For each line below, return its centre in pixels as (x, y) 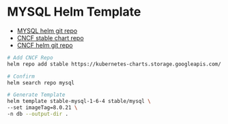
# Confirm (21, 76)
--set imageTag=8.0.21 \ (42, 108)
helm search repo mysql (41, 82)
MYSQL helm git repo (47, 31)
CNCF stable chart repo (50, 37)
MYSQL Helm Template (74, 12)
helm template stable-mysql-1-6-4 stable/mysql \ (79, 102)
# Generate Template (37, 95)
